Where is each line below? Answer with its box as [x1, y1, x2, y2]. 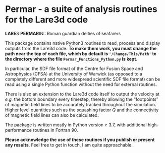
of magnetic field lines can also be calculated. [5, 112, 99, 118]
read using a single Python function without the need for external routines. [5, 81, 157, 87]
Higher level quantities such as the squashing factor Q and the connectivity [5, 107, 159, 113]
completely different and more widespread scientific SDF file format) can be [5, 76, 161, 82]
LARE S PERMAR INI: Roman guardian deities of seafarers [5, 30, 121, 36]
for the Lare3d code [5, 14, 88, 25]
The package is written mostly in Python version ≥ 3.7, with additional [5, 122, 147, 128]
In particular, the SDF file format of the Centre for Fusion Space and [5, 66, 143, 72]
